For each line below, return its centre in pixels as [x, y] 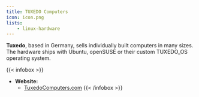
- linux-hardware [39, 28]
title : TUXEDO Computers [37, 12]
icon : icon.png [25, 17]
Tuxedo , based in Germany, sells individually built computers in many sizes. [100, 46]
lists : [14, 23]
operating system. [28, 58]
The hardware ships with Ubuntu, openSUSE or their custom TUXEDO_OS [97, 52]
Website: [26, 81]
